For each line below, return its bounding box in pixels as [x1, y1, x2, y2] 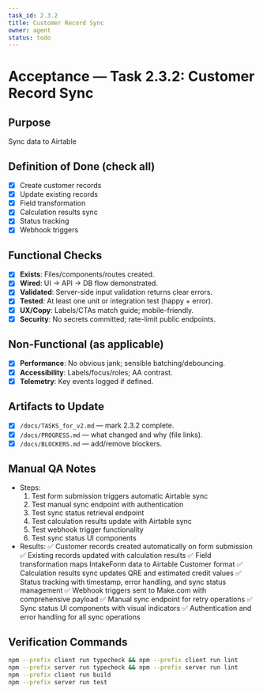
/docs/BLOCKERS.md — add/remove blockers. [19, 439, 163, 448]
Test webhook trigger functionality [31, 525, 144, 534]
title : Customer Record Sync [8, 19, 104, 27]
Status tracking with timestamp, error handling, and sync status [19, 578, 227, 587]
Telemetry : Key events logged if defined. [19, 376, 154, 386]
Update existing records [19, 190, 99, 199]
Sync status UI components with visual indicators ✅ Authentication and [19, 604, 252, 613]
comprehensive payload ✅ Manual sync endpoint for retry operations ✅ [19, 594, 254, 604]
